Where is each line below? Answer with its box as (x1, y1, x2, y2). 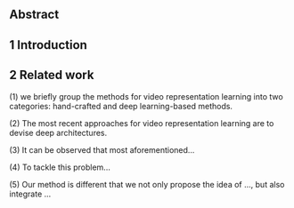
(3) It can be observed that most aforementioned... (9, 144, 195, 155)
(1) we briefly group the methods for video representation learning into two (9, 91, 283, 101)
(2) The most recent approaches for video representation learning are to (9, 117, 274, 128)
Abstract (9, 7, 60, 22)
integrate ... (9, 188, 52, 199)
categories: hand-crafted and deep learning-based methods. (9, 100, 233, 111)
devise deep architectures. (9, 127, 108, 138)
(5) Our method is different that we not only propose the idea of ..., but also (9, 179, 285, 189)
